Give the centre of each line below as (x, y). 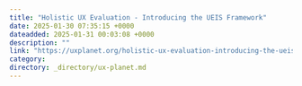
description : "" (40, 43)
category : (28, 59)
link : (19, 51)
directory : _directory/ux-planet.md (78, 68)
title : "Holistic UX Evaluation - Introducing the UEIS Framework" (138, 17)
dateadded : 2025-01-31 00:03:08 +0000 (82, 34)
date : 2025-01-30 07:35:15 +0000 (72, 26)
